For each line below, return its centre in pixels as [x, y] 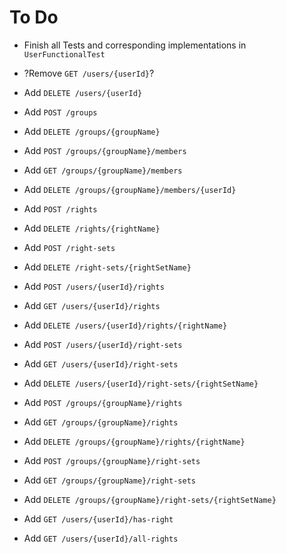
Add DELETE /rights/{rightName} [92, 228]
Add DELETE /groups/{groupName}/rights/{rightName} [134, 441]
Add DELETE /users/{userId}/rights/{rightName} [125, 325]
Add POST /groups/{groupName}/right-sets [112, 460]
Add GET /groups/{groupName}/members [103, 170]
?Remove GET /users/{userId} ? [89, 73]
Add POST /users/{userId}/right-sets [103, 344]
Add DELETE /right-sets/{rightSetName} [107, 267]
